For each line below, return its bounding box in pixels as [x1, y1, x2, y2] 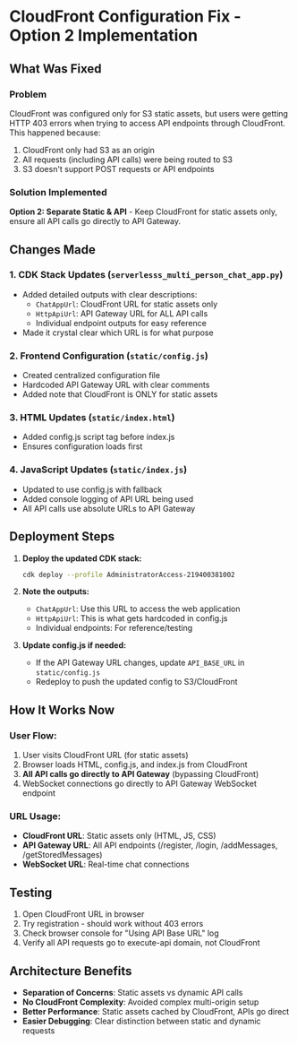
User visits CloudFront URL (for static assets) [21, 750, 190, 761]
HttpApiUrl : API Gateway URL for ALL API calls [35, 307, 208, 319]
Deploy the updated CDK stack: [21, 553, 142, 564]
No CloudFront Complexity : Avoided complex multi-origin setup [21, 997, 259, 1007]
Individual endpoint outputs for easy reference [35, 317, 208, 328]
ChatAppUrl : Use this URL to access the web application [35, 603, 241, 615]
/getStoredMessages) [21, 850, 103, 860]
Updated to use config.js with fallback [21, 484, 163, 495]
